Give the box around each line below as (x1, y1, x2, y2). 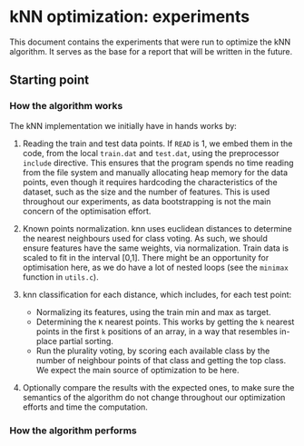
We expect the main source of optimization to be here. (35, 364, 240, 375)
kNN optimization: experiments (9, 6, 250, 27)
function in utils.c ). (22, 271, 99, 282)
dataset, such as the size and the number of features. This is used (22, 186, 270, 197)
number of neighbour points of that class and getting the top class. (35, 354, 287, 365)
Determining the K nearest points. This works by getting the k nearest (35, 316, 295, 327)
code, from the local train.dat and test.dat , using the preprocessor (22, 147, 279, 158)
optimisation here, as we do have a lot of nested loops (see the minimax (22, 262, 289, 273)
